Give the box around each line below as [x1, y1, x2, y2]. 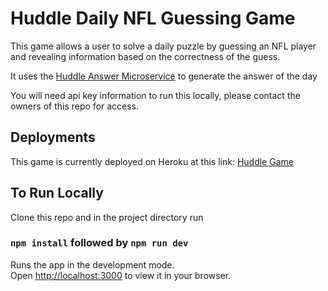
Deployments [10, 129, 96, 146]
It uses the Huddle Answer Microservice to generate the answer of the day [10, 70, 318, 82]
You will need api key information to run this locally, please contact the [10, 89, 301, 101]
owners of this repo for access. [10, 100, 140, 112]
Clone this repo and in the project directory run [10, 211, 204, 223]
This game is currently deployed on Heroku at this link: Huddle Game [10, 155, 294, 167]
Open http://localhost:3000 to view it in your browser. [10, 269, 232, 281]
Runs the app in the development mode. [10, 258, 175, 271]
